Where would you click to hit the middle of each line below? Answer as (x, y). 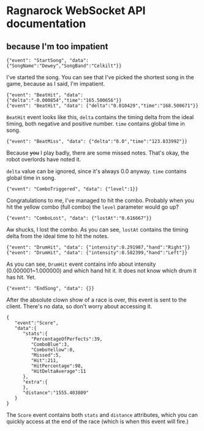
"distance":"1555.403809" (55, 393)
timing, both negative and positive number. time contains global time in (96, 124)
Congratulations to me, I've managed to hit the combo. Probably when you (100, 200)
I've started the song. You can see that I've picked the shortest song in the (100, 77)
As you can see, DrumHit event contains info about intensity (81, 264)
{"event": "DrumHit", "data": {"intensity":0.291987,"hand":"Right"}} (98, 247)
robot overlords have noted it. (44, 159)
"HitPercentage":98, (57, 366)
